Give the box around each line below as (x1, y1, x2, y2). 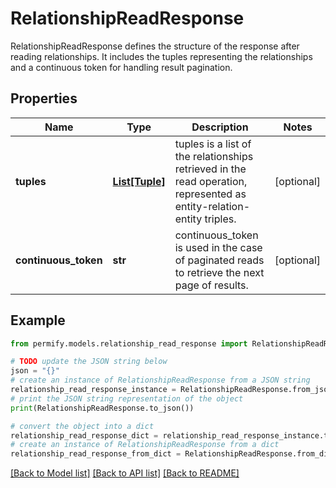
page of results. (174, 278, 249, 292)
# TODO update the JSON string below (10, 357, 168, 367)
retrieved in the (174, 162, 247, 176)
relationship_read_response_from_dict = (10, 449, 182, 459)
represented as (174, 187, 247, 201)
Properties (10, 90, 78, 107)
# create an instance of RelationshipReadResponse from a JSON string (10, 375, 311, 386)
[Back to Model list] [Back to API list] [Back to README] (10, 467, 240, 479)
